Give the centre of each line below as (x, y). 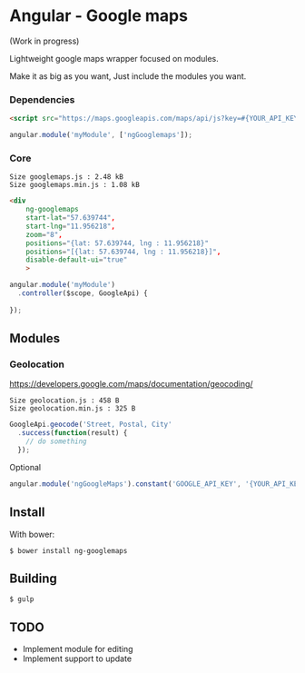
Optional (25, 467)
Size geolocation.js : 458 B (64, 401)
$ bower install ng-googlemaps (69, 550)
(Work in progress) (44, 41)
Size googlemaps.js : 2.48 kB (67, 177)
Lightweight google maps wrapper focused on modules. (114, 58)
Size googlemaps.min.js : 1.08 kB (75, 185)
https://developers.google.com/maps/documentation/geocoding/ (131, 384)
